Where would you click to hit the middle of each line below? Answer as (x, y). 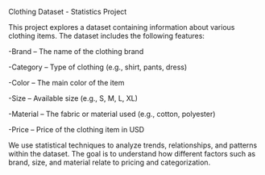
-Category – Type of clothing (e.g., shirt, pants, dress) (98, 67)
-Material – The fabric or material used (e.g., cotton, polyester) (112, 114)
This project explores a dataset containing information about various (122, 27)
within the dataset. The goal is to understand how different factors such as (132, 154)
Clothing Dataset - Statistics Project (68, 12)
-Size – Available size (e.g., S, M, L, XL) (73, 98)
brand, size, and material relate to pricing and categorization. (110, 162)
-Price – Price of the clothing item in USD (77, 129)
